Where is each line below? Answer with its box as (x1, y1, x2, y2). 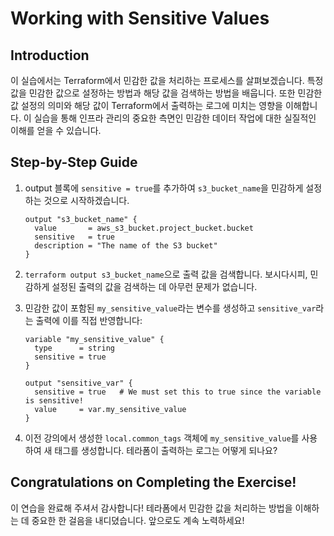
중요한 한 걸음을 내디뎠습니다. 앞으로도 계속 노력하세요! (31, 514, 245, 526)
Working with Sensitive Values (10, 7, 270, 30)
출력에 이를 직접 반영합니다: (35, 314, 143, 326)
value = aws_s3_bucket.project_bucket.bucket (34, 223, 254, 233)
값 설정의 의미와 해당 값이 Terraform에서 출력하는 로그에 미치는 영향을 (10, 100, 283, 111)
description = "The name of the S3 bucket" (34, 240, 218, 251)
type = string (34, 343, 115, 353)
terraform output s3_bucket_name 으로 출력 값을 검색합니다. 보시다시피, (24, 268, 308, 280)
